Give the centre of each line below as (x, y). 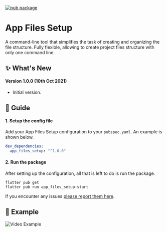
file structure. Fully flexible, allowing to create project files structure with (80, 47)
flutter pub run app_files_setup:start (47, 187)
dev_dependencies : (24, 146)
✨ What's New (28, 68)
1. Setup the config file (29, 121)
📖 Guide (18, 108)
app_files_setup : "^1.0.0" (38, 151)
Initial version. (27, 92)
